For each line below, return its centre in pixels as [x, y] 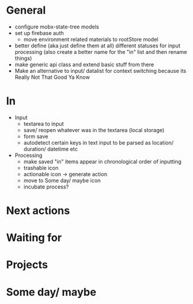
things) [23, 58]
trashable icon [41, 168]
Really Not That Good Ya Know [52, 77]
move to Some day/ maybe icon [62, 180]
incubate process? [46, 187]
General [26, 10]
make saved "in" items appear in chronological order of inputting [102, 161]
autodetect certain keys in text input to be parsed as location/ [98, 142]
